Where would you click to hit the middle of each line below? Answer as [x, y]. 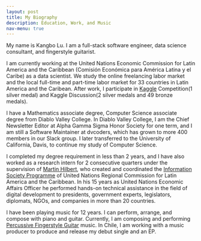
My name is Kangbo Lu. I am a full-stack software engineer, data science [97, 45]
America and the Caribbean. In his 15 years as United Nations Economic [95, 182]
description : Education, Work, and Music [59, 23]
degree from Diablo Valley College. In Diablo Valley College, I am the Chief [98, 120]
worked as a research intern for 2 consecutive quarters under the [87, 163]
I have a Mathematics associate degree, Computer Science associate [91, 113]
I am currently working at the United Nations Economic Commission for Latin [101, 63]
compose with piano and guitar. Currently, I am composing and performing [98, 219]
